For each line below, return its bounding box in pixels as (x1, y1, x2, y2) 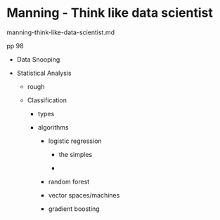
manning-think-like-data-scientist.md (6, 28, 115, 36)
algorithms (37, 123, 69, 131)
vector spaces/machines (48, 191, 120, 199)
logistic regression (48, 137, 103, 145)
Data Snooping (16, 55, 60, 64)
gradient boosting (48, 205, 100, 213)
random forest (48, 177, 90, 186)
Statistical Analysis (16, 69, 72, 77)
